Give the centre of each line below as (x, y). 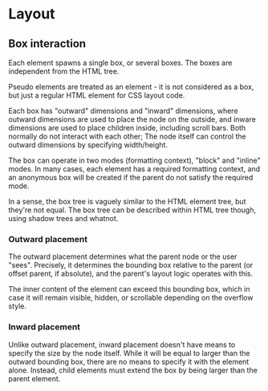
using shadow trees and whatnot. (63, 218)
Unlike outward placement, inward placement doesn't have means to (122, 345)
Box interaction (47, 44)
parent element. (35, 378)
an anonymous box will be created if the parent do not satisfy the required (131, 177)
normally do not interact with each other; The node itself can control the (127, 136)
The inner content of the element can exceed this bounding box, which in (129, 289)
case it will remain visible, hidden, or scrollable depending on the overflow (131, 298)
